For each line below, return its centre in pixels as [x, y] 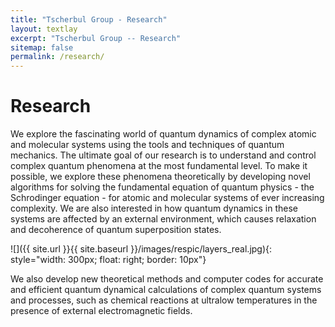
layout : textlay [44, 29]
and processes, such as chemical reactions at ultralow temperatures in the [164, 300]
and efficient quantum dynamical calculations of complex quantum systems [166, 290]
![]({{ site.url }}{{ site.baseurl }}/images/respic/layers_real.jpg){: [141, 249]
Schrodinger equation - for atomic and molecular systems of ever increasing [167, 198]
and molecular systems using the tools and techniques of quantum [147, 145]
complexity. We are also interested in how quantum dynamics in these [154, 208]
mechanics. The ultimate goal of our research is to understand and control [163, 155]
